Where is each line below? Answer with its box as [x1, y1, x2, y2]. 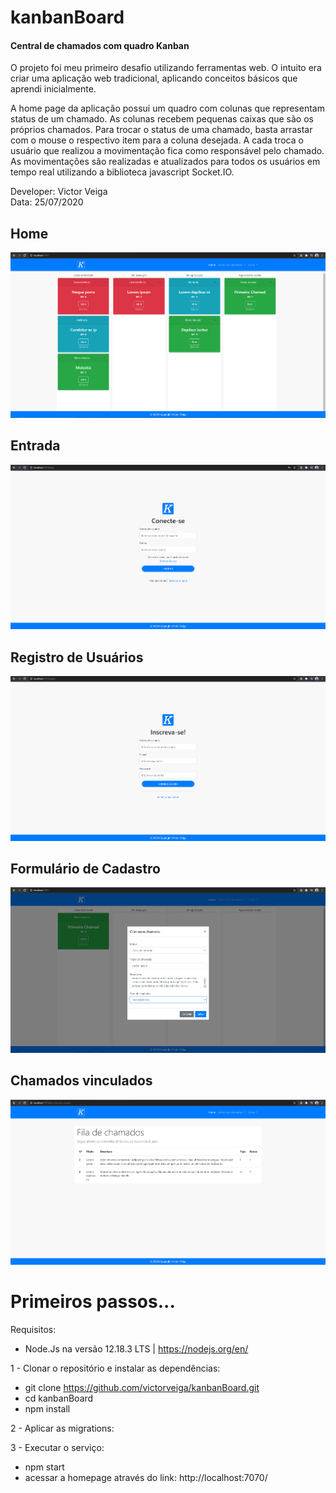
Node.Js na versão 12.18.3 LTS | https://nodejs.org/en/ [24, 1343, 249, 1355]
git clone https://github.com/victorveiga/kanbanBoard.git [24, 1382, 260, 1394]
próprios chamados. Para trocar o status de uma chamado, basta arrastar [10, 124, 313, 136]
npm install [24, 1403, 71, 1415]
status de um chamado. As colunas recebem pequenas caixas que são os [10, 113, 314, 125]
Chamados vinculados [10, 1072, 153, 1090]
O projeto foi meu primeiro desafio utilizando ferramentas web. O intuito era [10, 62, 322, 74]
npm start [24, 1461, 65, 1473]
